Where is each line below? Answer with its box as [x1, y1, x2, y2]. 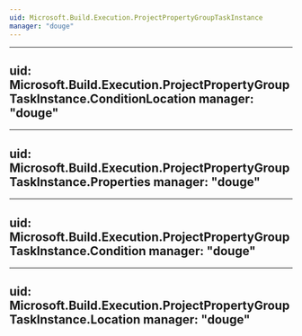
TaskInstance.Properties [9, 174, 151, 190]
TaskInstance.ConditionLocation [9, 91, 196, 106]
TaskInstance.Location [9, 312, 141, 328]
